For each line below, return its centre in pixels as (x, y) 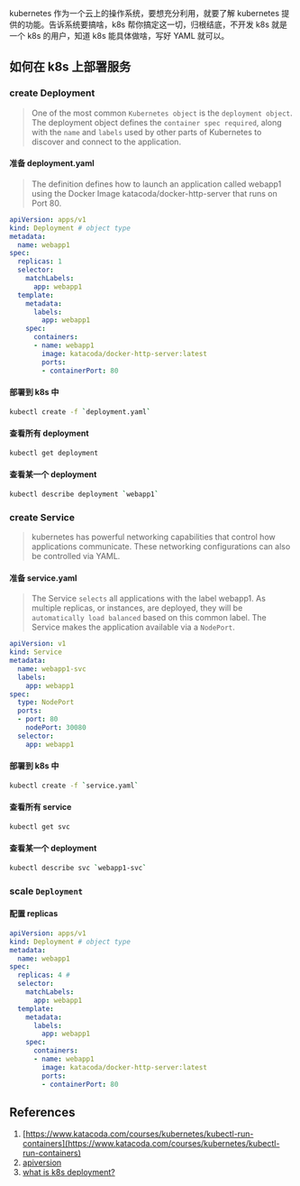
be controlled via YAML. (76, 556)
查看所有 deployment (49, 433)
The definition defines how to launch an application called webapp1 (156, 184)
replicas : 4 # (44, 975)
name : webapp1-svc (52, 669)
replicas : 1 (40, 262)
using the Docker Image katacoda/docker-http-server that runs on (154, 193)
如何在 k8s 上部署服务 (70, 67)
